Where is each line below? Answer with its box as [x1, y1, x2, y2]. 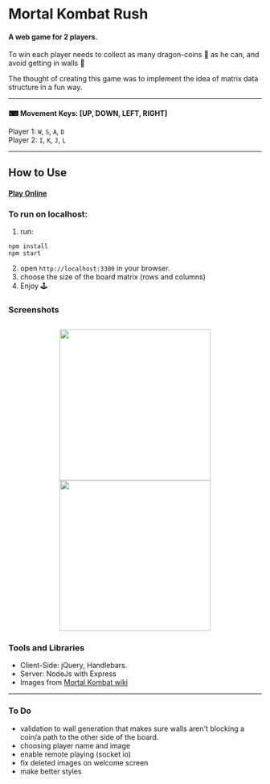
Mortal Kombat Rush [8, 5, 149, 23]
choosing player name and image [19, 741, 131, 750]
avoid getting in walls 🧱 [8, 58, 85, 68]
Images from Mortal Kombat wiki [19, 678, 129, 687]
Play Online [8, 188, 47, 198]
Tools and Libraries [8, 642, 85, 654]
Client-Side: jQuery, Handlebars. [19, 661, 128, 671]
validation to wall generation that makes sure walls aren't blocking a [19, 724, 245, 733]
